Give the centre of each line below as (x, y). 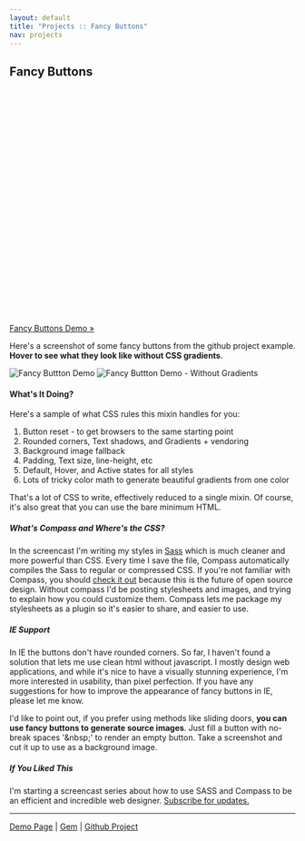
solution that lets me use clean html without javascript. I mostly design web (150, 662)
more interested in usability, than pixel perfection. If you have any (132, 681)
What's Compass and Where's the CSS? (87, 528)
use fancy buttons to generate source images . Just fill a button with (138, 728)
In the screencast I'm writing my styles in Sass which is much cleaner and (148, 551)
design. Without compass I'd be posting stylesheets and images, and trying (151, 589)
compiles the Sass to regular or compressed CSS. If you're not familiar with (150, 570)
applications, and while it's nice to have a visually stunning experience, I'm (149, 672)
